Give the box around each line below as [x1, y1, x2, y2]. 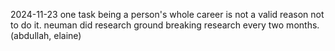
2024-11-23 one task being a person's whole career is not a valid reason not [10, 9, 325, 20]
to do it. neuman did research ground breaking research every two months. [10, 19, 320, 31]
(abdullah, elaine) [10, 30, 82, 41]
